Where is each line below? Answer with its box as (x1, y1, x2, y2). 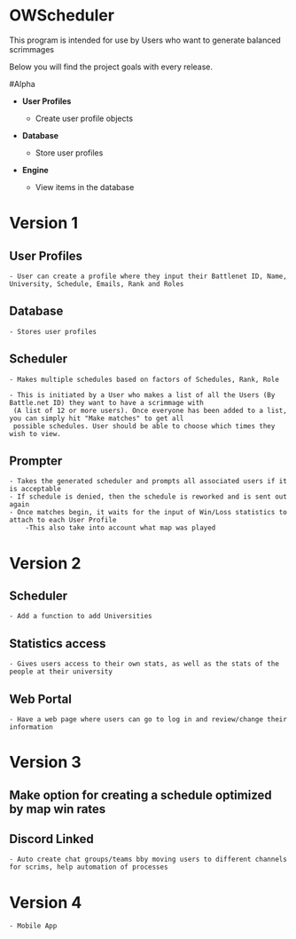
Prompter (9, 453, 63, 468)
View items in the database (35, 181, 135, 192)
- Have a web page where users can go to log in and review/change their (9, 715, 288, 724)
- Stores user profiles (9, 327, 97, 336)
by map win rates (9, 801, 106, 816)
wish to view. (9, 429, 62, 438)
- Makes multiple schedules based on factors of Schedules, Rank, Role (9, 375, 279, 384)
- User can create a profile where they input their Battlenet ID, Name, (9, 272, 288, 281)
